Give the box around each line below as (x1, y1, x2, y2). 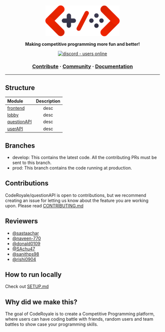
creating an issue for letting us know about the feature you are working (5, 198, 149, 203)
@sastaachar (12, 230, 39, 236)
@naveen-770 (12, 235, 41, 241)
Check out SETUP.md (5, 284, 49, 290)
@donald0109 (12, 240, 41, 246)
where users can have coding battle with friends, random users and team (5, 316, 154, 322)
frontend (7, 105, 25, 111)
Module (7, 98, 24, 104)
